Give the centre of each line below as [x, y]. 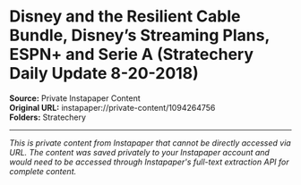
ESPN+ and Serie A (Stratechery [131, 55]
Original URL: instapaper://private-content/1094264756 [112, 107]
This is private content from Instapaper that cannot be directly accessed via [150, 143]
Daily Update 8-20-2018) [104, 74]
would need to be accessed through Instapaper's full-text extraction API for [149, 162]
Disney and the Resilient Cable [125, 17]
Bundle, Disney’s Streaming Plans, [140, 35]
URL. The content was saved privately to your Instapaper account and [140, 152]
